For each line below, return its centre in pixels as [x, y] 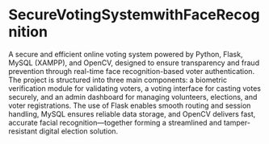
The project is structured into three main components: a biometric [118, 80]
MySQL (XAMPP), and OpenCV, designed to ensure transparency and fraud [134, 63]
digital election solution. [79, 131]
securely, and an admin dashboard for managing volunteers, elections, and [133, 97]
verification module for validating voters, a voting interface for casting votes [134, 88]
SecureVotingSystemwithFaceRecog [134, 15]
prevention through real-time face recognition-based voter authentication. [132, 71]
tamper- [237, 122]
